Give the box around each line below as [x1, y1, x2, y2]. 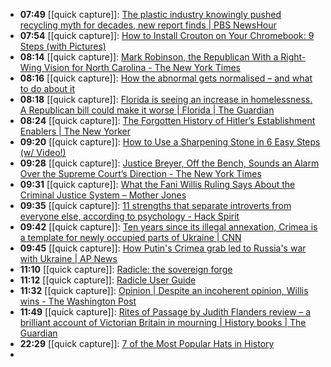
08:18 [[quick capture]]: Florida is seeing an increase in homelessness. [19, 94, 313, 105]
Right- [280, 51, 307, 63]
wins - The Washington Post [19, 295, 137, 307]
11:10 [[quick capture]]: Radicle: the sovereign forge [19, 264, 233, 275]
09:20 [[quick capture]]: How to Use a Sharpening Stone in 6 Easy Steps [19, 136, 321, 148]
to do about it [19, 83, 76, 94]
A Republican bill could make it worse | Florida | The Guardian [19, 104, 275, 116]
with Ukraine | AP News [19, 253, 118, 264]
